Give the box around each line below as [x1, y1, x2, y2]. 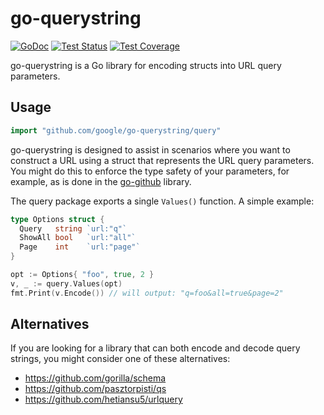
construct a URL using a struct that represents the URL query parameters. [10, 154, 315, 166]
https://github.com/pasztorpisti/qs [24, 383, 167, 395]
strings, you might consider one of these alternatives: [10, 353, 231, 365]
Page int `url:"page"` [19, 242, 141, 252]
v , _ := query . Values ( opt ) [10, 278, 123, 289]
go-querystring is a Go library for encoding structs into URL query [10, 59, 282, 71]
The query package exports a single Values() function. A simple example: [10, 195, 315, 207]
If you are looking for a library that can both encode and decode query [10, 342, 301, 354]
